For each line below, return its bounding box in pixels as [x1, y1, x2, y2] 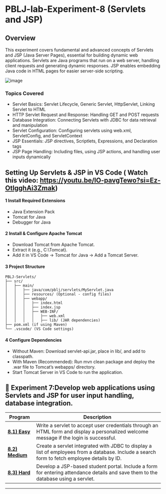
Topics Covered [5, 90, 44, 97]
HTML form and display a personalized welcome [36, 428, 149, 435]
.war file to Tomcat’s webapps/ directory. [12, 364, 96, 370]
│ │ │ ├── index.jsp [5, 305, 61, 310]
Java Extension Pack [12, 208, 55, 214]
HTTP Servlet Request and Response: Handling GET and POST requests [12, 112, 159, 118]
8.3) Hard [7, 469, 31, 476]
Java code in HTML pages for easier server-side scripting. [5, 68, 124, 74]
